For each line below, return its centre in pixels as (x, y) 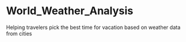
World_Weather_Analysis (70, 11)
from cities (19, 33)
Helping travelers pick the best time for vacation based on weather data (94, 27)
